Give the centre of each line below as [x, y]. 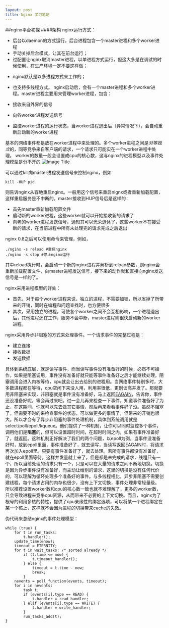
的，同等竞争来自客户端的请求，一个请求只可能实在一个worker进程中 [81, 149]
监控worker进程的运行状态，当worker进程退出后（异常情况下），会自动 [85, 126]
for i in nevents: [33, 586]
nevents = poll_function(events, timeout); [61, 581]
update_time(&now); [35, 541]
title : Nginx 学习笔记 [27, 15]
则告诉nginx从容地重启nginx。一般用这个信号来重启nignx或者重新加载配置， [84, 192]
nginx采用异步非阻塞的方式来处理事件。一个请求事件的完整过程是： [75, 334]
